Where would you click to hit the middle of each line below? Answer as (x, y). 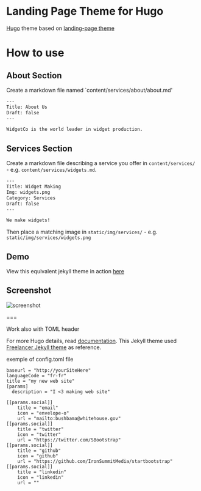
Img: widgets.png (28, 192)
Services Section (39, 148)
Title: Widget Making (34, 186)
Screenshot (29, 291)
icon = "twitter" (39, 434)
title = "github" (39, 451)
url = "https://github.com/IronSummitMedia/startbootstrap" (95, 461)
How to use (35, 53)
